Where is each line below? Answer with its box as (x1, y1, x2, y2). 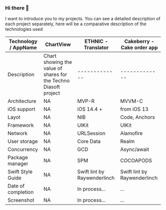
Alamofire (120, 130, 143, 137)
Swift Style (7, 168, 33, 175)
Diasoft (43, 84, 60, 91)
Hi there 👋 (5, 4, 30, 11)
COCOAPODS (120, 157, 152, 164)
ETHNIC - (84, 38, 108, 45)
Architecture (7, 98, 37, 105)
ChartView (45, 41, 71, 48)
